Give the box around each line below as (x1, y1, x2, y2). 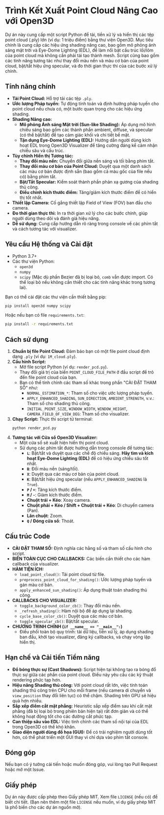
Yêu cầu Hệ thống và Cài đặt (5, 240, 93, 248)
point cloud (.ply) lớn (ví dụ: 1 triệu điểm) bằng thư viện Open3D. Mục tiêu (5, 37, 153, 43)
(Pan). (26, 508, 39, 513)
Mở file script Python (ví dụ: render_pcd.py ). (19, 364, 108, 370)
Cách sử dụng (5, 335, 49, 344)
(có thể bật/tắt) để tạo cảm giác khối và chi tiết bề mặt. (19, 132, 131, 137)
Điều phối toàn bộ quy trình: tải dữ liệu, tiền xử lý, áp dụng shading (19, 628, 154, 634)
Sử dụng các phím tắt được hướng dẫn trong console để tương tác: (19, 445, 154, 451)
